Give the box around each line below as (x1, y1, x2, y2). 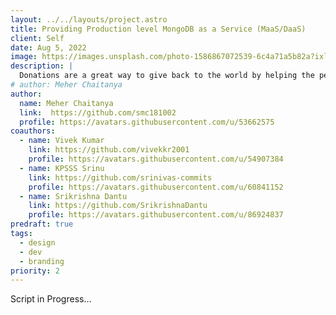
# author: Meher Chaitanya (10, 80, 123, 90)
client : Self (10, 33, 65, 43)
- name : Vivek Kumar (19, 136, 105, 146)
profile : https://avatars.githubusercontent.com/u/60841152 (28, 182, 284, 192)
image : (10, 52, 38, 62)
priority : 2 (10, 266, 60, 276)
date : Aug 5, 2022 (10, 42, 87, 53)
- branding (19, 256, 65, 266)
